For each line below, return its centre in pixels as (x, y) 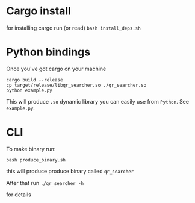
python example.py (29, 90)
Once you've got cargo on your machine (56, 69)
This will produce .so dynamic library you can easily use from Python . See (98, 101)
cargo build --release (35, 80)
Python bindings (48, 52)
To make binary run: (31, 149)
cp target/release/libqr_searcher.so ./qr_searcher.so (76, 85)
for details (19, 195)
